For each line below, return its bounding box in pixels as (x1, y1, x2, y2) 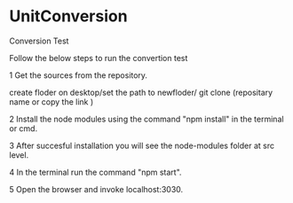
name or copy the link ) (9, 96, 94, 107)
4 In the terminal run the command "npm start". (9, 167, 182, 177)
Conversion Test (9, 35, 69, 46)
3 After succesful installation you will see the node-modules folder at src (9, 140, 275, 151)
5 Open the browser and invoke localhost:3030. (9, 183, 184, 194)
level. (9, 149, 29, 160)
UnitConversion (9, 6, 128, 27)
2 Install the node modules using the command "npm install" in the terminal (9, 113, 284, 124)
